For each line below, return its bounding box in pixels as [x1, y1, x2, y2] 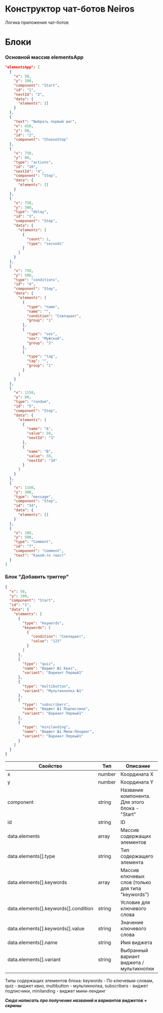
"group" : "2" [26, 340, 53, 346]
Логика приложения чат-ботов [5, 19, 69, 25]
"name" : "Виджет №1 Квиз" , [22, 666, 77, 671]
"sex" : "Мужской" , [26, 336, 64, 341]
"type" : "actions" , [14, 159, 53, 165]
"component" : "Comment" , [14, 548, 64, 554]
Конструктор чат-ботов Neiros [5, 3, 135, 15]
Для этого [120, 799, 145, 805]
